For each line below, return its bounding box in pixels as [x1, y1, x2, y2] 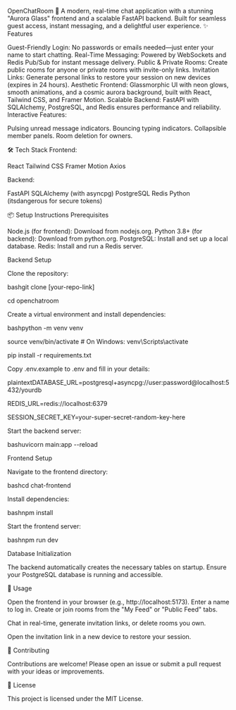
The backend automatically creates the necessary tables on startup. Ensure [7, 563, 227, 571]
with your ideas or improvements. [7, 667, 104, 676]
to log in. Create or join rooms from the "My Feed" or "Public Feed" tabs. [7, 605, 218, 614]
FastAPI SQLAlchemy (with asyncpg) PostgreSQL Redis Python [7, 189, 190, 197]
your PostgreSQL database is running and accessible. [7, 571, 163, 578]
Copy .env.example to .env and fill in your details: [7, 364, 150, 373]
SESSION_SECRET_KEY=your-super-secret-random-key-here [7, 413, 185, 421]
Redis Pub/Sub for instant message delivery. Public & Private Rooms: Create [7, 58, 228, 66]
